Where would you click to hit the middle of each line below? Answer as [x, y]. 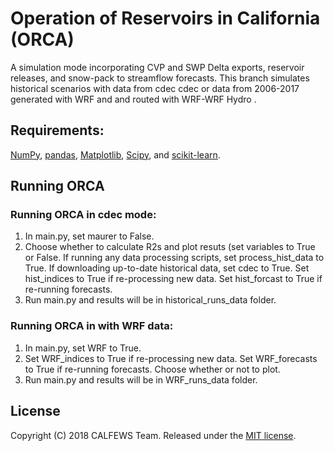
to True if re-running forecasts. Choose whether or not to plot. [152, 369]
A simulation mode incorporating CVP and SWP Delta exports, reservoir [157, 67]
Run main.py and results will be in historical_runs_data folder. [150, 300]
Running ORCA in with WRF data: [92, 326]
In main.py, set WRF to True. [83, 348]
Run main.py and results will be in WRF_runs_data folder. [141, 379]
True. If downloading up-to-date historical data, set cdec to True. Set [167, 268]
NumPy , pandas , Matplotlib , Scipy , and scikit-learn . [115, 154]
